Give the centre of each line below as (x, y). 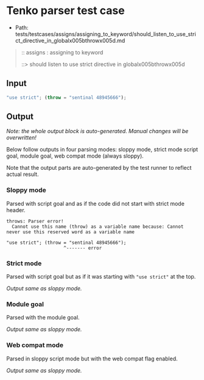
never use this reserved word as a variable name (71, 232)
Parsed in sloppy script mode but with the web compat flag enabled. (92, 359)
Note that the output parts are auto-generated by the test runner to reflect (99, 168)
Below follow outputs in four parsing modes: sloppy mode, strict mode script (102, 150)
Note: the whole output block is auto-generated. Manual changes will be (97, 131)
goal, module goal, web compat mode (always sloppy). (75, 156)
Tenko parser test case (65, 11)
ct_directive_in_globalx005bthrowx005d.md (70, 40)
